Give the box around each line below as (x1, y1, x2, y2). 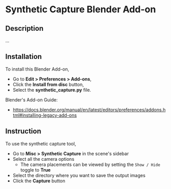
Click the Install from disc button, (12, 81, 84, 88)
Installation (5, 52, 42, 61)
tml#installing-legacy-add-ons (12, 112, 77, 118)
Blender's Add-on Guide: (5, 96, 58, 103)
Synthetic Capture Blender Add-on (5, 4, 156, 15)
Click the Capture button (12, 178, 66, 184)
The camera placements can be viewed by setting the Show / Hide (20, 161, 160, 167)
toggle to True (20, 166, 51, 173)
